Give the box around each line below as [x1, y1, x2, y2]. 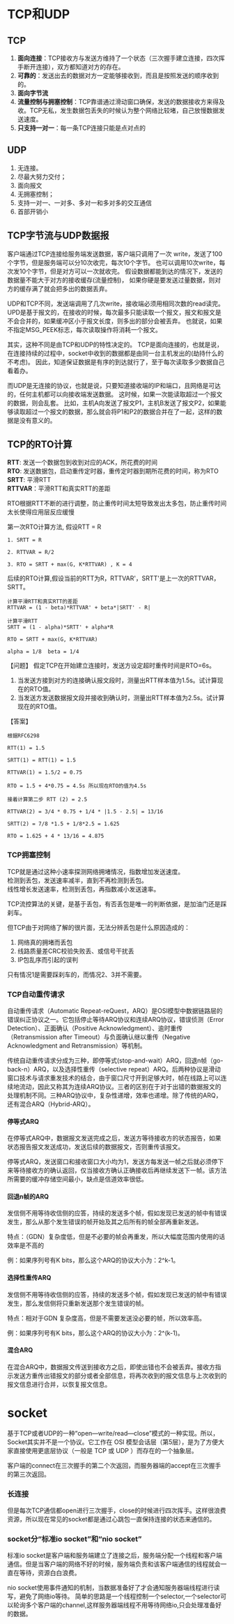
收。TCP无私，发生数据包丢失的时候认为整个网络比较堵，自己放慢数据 [17, 106, 219, 114]
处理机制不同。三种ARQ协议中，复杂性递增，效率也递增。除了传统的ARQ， [7, 1091, 222, 1099]
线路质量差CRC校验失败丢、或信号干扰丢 [17, 947, 134, 955]
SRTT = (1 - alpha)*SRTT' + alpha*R [7, 624, 114, 631]
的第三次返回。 [7, 1470, 50, 1478]
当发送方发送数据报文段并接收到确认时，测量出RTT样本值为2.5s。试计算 [17, 693, 225, 702]
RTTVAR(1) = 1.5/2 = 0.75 [7, 769, 82, 776]
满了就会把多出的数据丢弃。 [31, 284, 111, 293]
